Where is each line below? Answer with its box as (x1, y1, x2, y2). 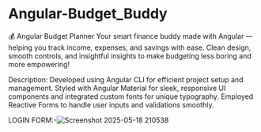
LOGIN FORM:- (8, 115, 58, 125)
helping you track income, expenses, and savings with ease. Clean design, (8, 43, 252, 52)
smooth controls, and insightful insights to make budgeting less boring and (8, 51, 252, 60)
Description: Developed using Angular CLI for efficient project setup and (8, 74, 244, 84)
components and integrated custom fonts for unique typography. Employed (8, 92, 254, 101)
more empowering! (8, 59, 70, 69)
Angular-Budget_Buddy (8, 5, 168, 23)
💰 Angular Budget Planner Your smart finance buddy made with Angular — (8, 31, 253, 40)
